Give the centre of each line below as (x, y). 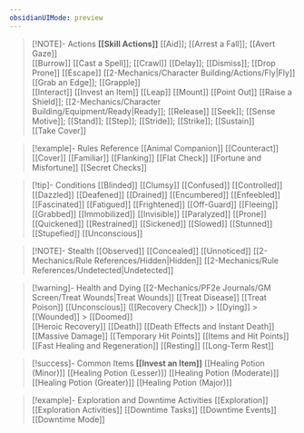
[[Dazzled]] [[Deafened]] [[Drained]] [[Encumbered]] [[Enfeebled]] (156, 194)
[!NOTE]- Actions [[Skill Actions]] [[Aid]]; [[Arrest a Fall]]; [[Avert (153, 44)
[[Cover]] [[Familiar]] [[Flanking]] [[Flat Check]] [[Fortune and (146, 157)
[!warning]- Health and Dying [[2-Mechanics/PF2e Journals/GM (151, 288)
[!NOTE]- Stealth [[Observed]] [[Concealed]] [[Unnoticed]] (141, 251)
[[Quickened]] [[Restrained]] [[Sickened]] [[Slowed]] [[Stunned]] (152, 223)
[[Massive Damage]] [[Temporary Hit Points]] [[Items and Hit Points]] (160, 336)
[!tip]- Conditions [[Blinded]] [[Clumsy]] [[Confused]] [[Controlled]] (157, 185)
